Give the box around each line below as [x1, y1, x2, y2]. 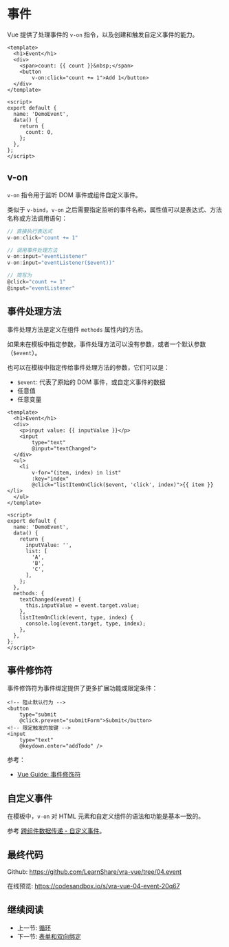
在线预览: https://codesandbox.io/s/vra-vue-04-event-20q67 [7, 882, 180, 890]
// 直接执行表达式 [7, 228, 53, 235]
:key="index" [32, 475, 69, 482]
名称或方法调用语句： [7, 214, 67, 222]
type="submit [19, 711, 57, 718]
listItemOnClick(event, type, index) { [19, 614, 134, 621]
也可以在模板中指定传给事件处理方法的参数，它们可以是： [7, 363, 170, 371]
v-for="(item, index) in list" [32, 469, 122, 476]
